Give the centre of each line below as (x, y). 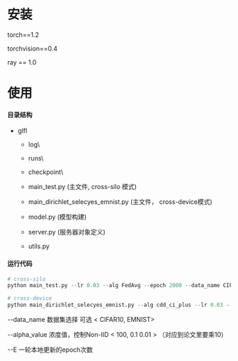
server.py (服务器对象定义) (67, 232)
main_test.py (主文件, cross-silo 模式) (82, 187)
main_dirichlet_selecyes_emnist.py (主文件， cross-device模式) (120, 202)
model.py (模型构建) (57, 217)
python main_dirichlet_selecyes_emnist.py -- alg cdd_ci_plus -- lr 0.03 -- (120, 305)
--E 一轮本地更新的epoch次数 (50, 350)
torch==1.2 (23, 34)
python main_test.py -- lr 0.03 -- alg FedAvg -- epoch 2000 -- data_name (114, 286)
